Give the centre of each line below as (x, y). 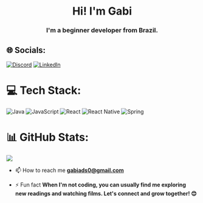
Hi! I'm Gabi (102, 11)
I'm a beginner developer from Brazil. (102, 30)
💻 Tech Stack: (44, 91)
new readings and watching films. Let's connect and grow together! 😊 (106, 193)
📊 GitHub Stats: (48, 137)
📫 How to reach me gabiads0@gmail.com (69, 170)
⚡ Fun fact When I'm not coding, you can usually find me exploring (101, 185)
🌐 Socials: (26, 50)
